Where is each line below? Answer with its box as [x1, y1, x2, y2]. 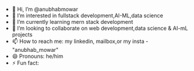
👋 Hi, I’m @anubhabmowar [11, 6, 78, 13]
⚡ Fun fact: [11, 60, 39, 66]
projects [11, 31, 33, 38]
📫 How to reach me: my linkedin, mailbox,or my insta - [11, 38, 149, 45]
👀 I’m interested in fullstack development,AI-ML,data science [11, 12, 164, 19]
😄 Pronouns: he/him [11, 53, 63, 60]
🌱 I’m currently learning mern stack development [11, 18, 134, 25]
